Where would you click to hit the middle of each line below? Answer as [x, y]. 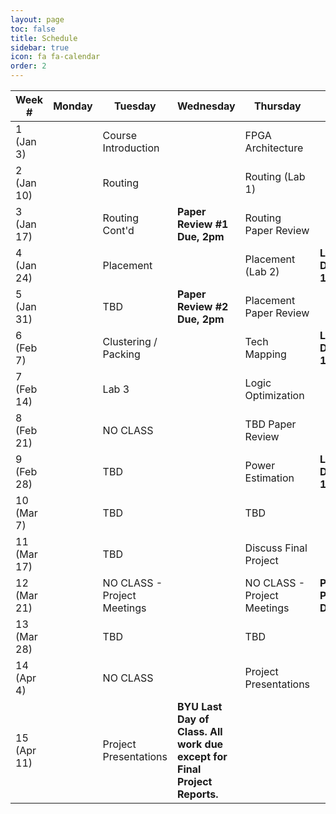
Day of [193, 719]
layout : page [37, 19]
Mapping [265, 354]
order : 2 [28, 66]
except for [202, 756]
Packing [121, 354]
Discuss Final [276, 548]
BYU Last [200, 706]
